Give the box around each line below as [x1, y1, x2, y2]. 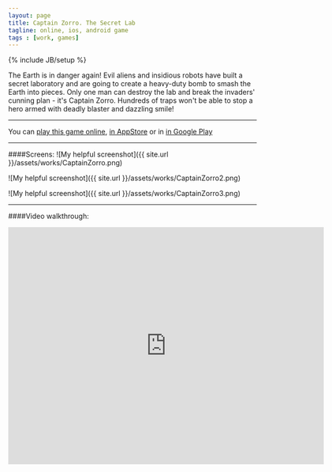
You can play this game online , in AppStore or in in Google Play [8, 127, 213, 137]
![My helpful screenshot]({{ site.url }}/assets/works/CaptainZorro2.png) [8, 173, 241, 183]
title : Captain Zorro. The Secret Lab [8, 19, 136, 27]
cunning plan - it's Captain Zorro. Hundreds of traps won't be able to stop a [8, 96, 254, 105]
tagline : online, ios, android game [8, 26, 129, 34]
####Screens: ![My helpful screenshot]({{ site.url [8, 149, 169, 159]
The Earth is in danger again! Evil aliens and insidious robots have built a [8, 70, 243, 80]
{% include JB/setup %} [8, 55, 87, 65]
